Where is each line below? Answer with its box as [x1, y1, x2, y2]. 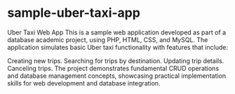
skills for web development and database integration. [7, 79, 161, 87]
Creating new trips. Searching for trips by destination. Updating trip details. [7, 56, 224, 65]
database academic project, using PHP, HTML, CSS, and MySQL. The [7, 35, 208, 43]
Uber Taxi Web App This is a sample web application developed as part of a [7, 28, 227, 36]
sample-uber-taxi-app [7, 5, 140, 21]
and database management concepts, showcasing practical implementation [7, 72, 227, 80]
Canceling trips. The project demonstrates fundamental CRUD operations [7, 64, 220, 72]
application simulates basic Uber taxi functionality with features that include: [7, 43, 228, 51]
